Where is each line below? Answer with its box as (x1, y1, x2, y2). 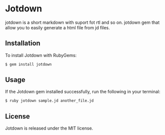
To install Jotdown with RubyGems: (5, 52, 77, 58)
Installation (5, 39, 41, 48)
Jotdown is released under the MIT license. (5, 125, 93, 132)
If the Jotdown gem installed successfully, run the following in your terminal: (5, 89, 161, 95)
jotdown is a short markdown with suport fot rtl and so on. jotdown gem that (5, 19, 160, 25)
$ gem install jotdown (5, 62, 52, 67)
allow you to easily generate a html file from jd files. (5, 24, 110, 30)
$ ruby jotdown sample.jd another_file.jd (5, 98, 94, 103)
